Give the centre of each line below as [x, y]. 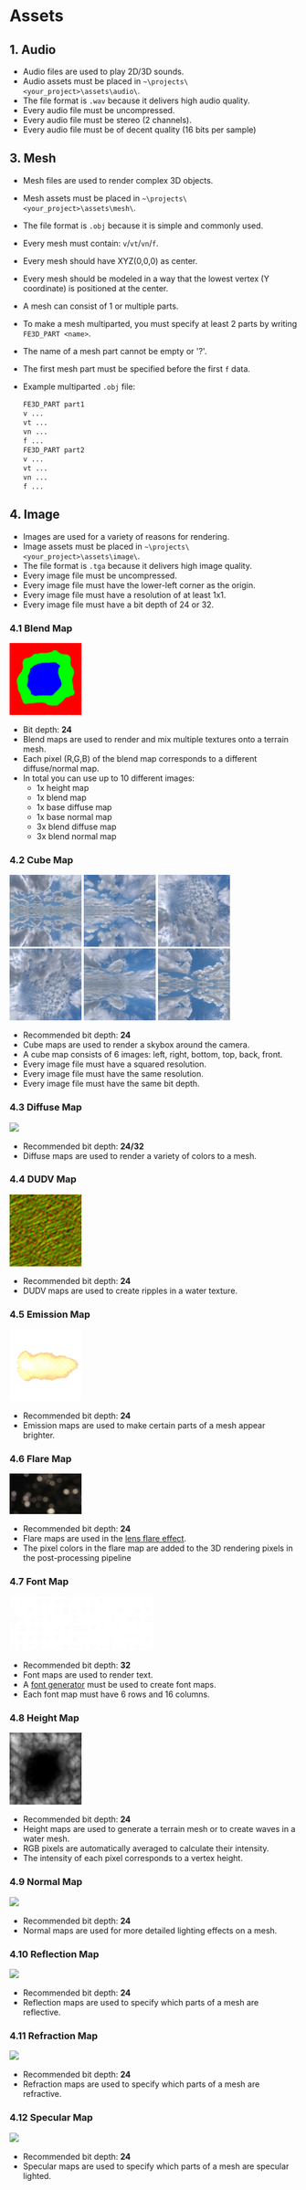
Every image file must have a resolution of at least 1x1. [124, 595]
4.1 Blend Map [41, 628]
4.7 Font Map [39, 1582]
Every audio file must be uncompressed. [99, 110]
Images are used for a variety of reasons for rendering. [126, 536]
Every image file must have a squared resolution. [115, 1064]
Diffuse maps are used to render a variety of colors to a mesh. [140, 1155]
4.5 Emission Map [50, 1314]
